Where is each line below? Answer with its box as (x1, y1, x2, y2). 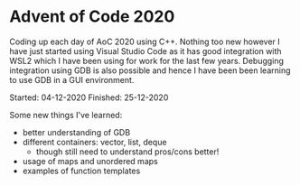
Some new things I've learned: (9, 109, 123, 120)
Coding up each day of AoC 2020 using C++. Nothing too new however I (9, 36, 280, 47)
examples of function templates (22, 165, 141, 176)
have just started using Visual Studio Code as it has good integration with (9, 45, 282, 56)
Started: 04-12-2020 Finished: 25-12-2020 (9, 92, 169, 103)
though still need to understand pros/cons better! (35, 146, 220, 157)
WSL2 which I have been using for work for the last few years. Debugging (9, 55, 285, 66)
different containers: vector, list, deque (22, 136, 167, 147)
